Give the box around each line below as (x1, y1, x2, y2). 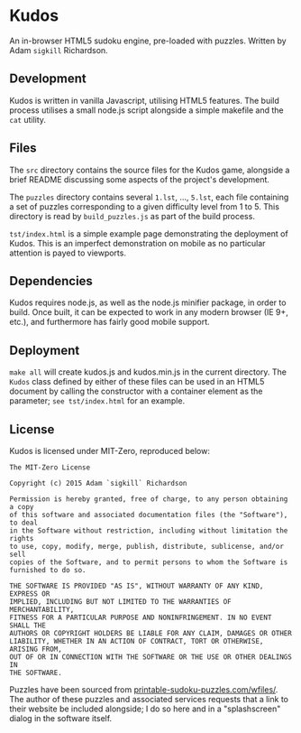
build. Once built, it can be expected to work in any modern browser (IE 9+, (9, 307, 288, 318)
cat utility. (9, 114, 47, 125)
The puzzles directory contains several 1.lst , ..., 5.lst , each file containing (9, 191, 289, 202)
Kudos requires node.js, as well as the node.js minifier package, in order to (9, 297, 287, 308)
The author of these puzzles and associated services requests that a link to (9, 694, 288, 704)
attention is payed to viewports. (9, 247, 126, 258)
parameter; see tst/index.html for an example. (9, 395, 186, 406)
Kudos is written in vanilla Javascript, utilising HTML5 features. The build (9, 95, 279, 106)
